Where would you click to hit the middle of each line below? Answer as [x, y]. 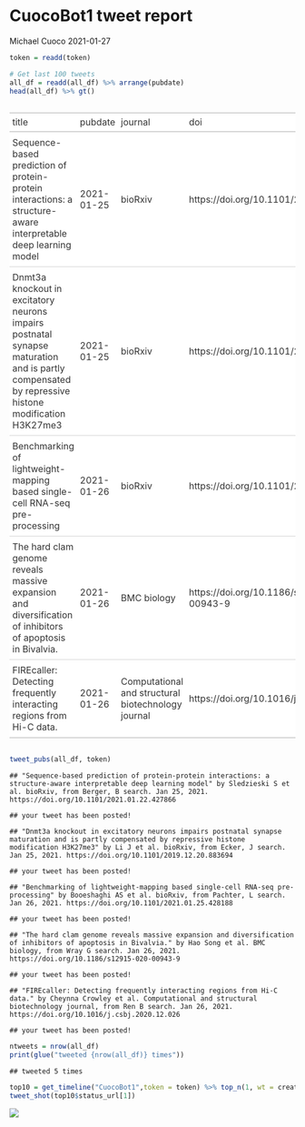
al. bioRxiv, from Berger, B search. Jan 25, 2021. [109, 792]
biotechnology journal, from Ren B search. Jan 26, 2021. [121, 1007]
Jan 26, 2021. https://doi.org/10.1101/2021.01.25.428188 [121, 903]
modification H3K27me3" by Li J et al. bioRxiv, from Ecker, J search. [148, 848]
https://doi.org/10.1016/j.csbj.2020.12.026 [95, 1015]
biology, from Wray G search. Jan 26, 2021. [95, 951]
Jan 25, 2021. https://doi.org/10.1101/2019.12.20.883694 [121, 856]
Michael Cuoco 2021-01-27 [60, 41]
